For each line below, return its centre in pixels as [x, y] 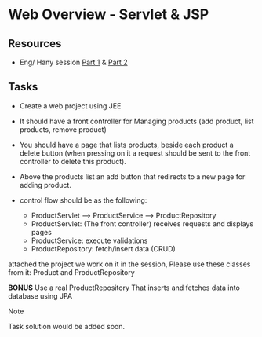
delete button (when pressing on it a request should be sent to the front [135, 153]
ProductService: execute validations [89, 240]
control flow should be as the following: [83, 200]
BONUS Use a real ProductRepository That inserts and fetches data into [124, 288]
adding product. [45, 185]
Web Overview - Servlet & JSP [109, 15]
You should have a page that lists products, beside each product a [126, 145]
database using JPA [40, 295]
